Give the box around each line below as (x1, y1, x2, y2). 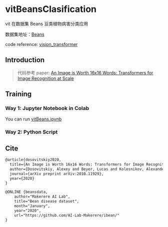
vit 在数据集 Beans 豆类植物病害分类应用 (5, 20, 88, 26)
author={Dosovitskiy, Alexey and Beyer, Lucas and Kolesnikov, (9, 166, 144, 171)
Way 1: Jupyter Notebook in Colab (5, 105, 89, 112)
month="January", (14, 203, 50, 208)
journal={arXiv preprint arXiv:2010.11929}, (9, 171, 104, 176)
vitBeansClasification (5, 3, 96, 15)
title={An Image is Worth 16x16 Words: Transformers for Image (9, 162, 144, 167)
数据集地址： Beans (5, 31, 44, 37)
